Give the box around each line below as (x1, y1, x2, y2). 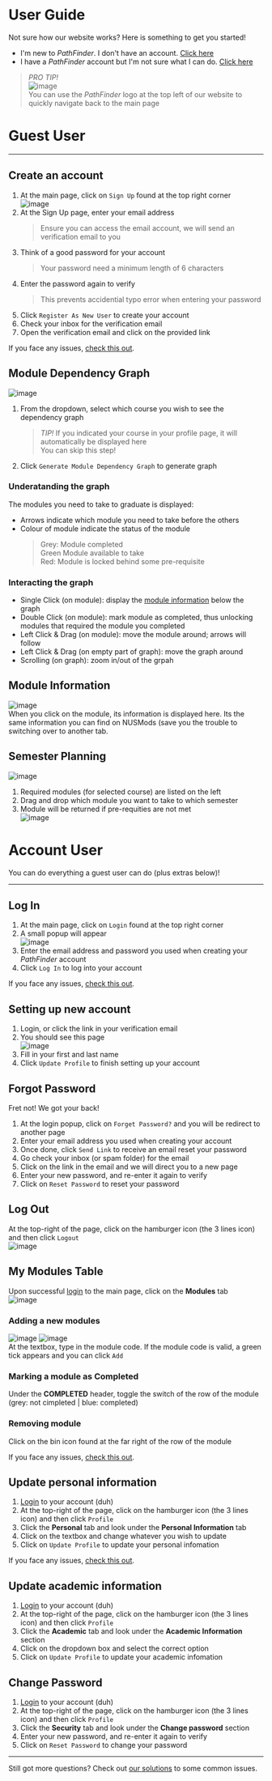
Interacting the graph (8, 576, 94, 588)
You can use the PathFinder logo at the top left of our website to (28, 89, 243, 99)
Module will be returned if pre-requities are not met (19, 804, 192, 814)
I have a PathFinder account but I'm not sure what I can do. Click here (19, 57, 253, 66)
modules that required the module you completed (19, 621, 185, 631)
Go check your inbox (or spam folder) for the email (19, 1154, 189, 1163)
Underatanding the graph (8, 481, 110, 492)
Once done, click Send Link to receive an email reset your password (19, 1145, 247, 1154)
